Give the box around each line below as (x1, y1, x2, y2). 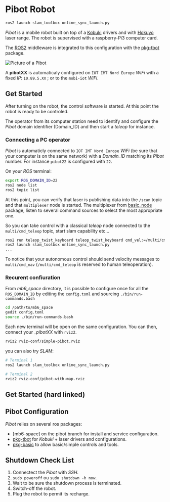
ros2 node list (5, 182, 37, 188)
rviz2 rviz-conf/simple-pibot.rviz (5, 339, 80, 344)
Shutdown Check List (5, 456, 74, 465)
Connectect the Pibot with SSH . (12, 469, 79, 476)
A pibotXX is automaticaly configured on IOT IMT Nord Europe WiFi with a (5, 69, 159, 75)
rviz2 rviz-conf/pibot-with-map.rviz (5, 376, 85, 381)
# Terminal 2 (5, 372, 33, 377)
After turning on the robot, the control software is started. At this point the (5, 103, 159, 109)
